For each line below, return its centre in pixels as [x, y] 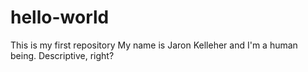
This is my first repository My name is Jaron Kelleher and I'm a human [154, 45]
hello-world [60, 17]
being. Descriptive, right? [62, 55]
